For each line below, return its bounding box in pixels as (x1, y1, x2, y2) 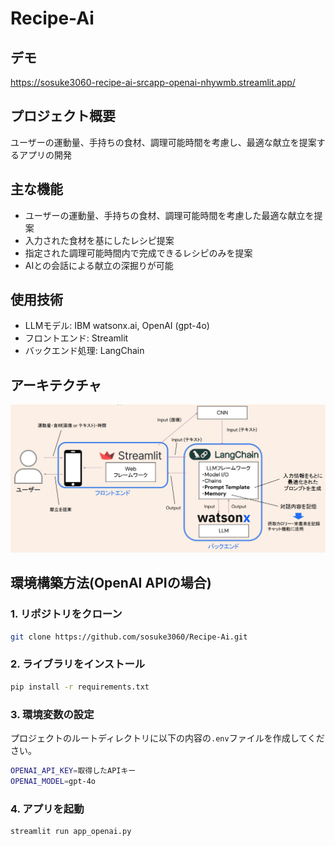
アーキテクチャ (10, 377, 102, 394)
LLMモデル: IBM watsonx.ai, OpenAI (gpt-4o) (24, 320, 210, 332)
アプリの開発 (18, 148, 72, 161)
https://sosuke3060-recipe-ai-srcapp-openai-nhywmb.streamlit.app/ (10, 77, 296, 88)
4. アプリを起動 (10, 802, 85, 816)
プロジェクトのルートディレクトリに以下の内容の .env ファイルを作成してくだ (10, 732, 325, 744)
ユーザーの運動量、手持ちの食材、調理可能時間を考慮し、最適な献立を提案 (10, 136, 317, 148)
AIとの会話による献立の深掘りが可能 (24, 259, 174, 271)
